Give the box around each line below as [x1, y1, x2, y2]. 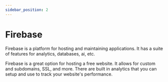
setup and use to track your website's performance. [5, 71, 113, 77]
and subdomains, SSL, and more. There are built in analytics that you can [5, 65, 157, 71]
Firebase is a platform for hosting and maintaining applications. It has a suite [5, 45, 163, 51]
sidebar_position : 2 [5, 7, 49, 12]
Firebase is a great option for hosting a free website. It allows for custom [5, 60, 156, 66]
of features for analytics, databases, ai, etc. [5, 50, 96, 56]
